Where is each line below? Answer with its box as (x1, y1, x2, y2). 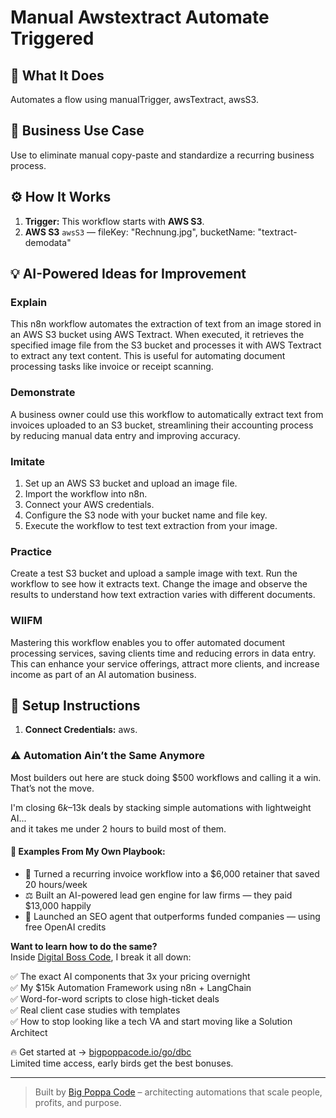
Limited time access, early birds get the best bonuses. (10, 1057, 234, 1069)
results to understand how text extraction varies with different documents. (10, 589, 316, 601)
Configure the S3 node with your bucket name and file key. (24, 509, 268, 521)
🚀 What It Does (10, 67, 105, 84)
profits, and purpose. (34, 1096, 122, 1108)
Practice (10, 544, 52, 558)
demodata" (24, 236, 72, 248)
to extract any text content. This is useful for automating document (10, 350, 286, 362)
